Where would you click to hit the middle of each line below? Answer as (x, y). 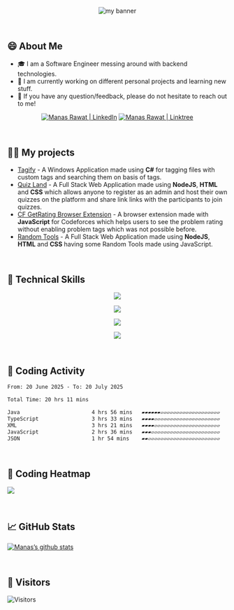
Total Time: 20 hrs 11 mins (48, 400)
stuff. (25, 88)
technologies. (37, 74)
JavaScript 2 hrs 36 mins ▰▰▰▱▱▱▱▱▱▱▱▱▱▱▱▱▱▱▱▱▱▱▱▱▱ (114, 432)
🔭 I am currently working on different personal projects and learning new (122, 81)
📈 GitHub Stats (41, 526)
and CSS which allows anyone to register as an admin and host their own (122, 192)
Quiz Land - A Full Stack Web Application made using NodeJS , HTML (117, 184)
